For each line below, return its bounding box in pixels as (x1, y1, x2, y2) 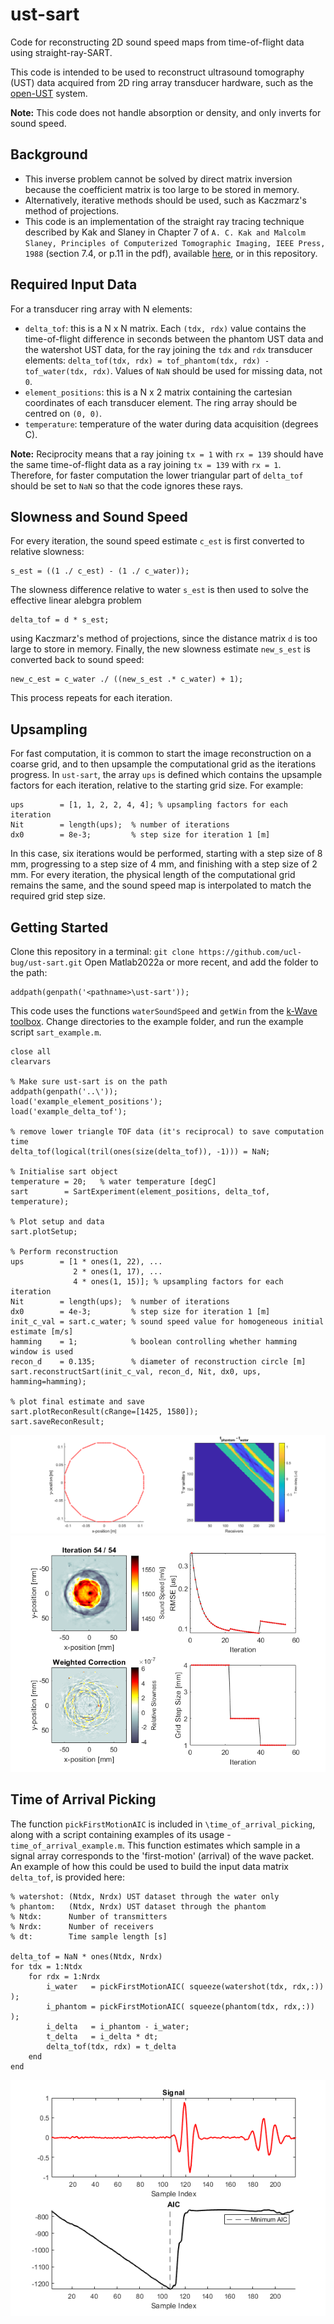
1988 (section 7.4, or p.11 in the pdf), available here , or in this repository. (24, 247, 318, 259)
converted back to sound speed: (10, 654, 145, 666)
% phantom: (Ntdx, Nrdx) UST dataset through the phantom (10, 1901, 267, 1912)
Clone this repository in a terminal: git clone (10, 946, 195, 957)
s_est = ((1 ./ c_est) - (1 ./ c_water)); (10, 566, 190, 577)
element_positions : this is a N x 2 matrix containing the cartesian (24, 386, 293, 398)
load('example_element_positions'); (10, 1097, 163, 1107)
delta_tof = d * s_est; (10, 615, 110, 625)
